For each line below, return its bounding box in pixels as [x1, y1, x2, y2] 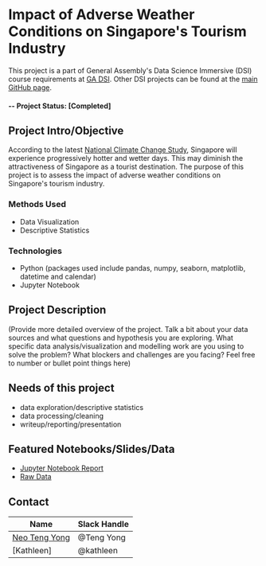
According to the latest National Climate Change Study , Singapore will [8, 145, 237, 154]
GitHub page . [8, 82, 52, 92]
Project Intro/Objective [8, 123, 124, 137]
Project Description [8, 303, 107, 317]
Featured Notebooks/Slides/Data [8, 442, 175, 455]
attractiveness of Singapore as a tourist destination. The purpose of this [8, 162, 244, 172]
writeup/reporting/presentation [19, 420, 122, 429]
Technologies [8, 245, 62, 256]
